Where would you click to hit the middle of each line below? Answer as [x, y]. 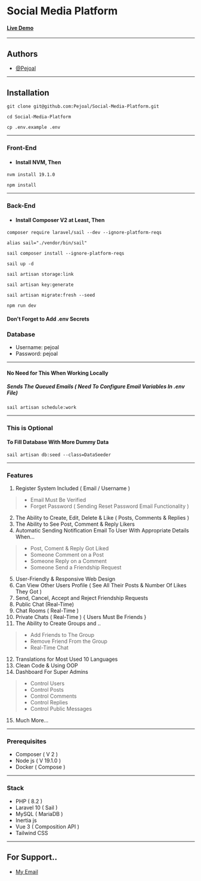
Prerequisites [27, 741]
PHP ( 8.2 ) [29, 801]
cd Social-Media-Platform [39, 117]
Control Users [47, 683]
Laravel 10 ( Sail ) [36, 808]
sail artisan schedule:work [42, 407]
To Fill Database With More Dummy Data [58, 442]
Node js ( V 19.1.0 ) [38, 761]
